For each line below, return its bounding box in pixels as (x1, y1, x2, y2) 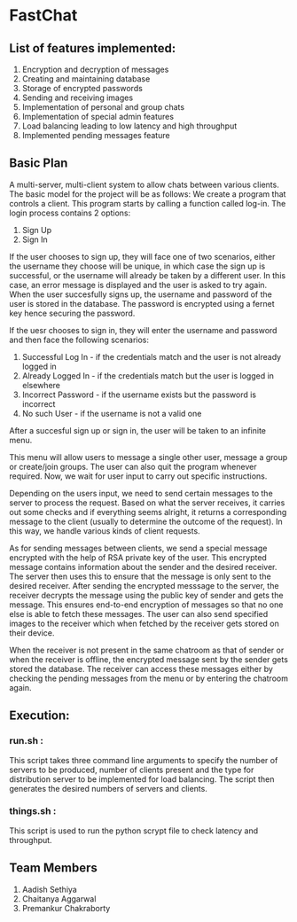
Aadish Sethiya (21, 884, 77, 895)
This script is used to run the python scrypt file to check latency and (9, 825, 259, 836)
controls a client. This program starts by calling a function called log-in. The (9, 198, 286, 208)
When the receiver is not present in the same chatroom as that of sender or (9, 645, 285, 655)
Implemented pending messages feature (21, 130, 170, 140)
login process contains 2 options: (9, 207, 131, 218)
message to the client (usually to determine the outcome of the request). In (9, 516, 284, 527)
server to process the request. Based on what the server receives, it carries (9, 497, 285, 508)
